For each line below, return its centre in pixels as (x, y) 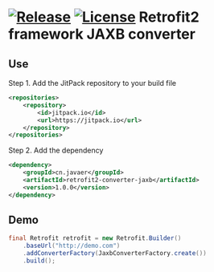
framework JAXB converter (102, 34)
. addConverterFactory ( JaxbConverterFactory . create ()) (115, 254)
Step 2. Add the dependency (56, 150)
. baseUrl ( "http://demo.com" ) (72, 246)
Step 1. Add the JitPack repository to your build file (93, 83)
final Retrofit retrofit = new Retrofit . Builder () (95, 238)
